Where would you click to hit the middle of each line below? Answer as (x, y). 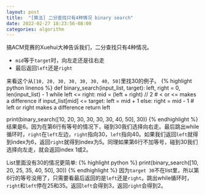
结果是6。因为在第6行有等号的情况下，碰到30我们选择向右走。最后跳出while (103, 127)
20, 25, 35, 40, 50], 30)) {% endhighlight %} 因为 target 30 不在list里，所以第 (103, 170)
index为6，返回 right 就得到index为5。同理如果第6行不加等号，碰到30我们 (105, 142)
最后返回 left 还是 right (44, 68)
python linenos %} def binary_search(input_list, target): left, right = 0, (93, 88)
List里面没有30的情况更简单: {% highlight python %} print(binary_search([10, (102, 162)
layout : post (23, 12)
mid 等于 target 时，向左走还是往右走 (60, 60)
